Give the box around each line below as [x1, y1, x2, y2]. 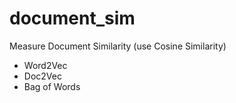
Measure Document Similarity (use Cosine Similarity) [9, 40, 227, 52]
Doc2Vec [23, 70, 62, 82]
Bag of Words [23, 80, 81, 92]
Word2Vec [23, 59, 68, 71]
